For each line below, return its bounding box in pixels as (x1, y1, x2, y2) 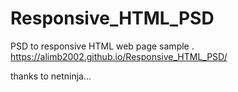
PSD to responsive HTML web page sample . (10, 40, 195, 52)
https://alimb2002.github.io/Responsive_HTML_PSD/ (10, 50, 228, 62)
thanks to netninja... (10, 70, 92, 82)
